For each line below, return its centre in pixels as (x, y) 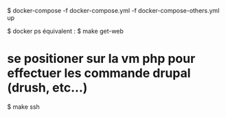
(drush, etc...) (47, 88)
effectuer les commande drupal (99, 74)
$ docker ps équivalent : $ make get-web (65, 31)
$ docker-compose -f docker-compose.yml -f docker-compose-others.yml (113, 11)
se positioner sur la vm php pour (101, 59)
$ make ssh (23, 107)
